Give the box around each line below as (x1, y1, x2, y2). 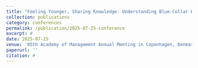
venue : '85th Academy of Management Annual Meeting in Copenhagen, (6, 42, 176, 48)
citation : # (6, 53, 35, 59)
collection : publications (6, 14, 70, 20)
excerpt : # (6, 31, 33, 37)
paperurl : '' (6, 47, 38, 53)
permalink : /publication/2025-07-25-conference (6, 25, 126, 31)
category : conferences (6, 20, 62, 25)
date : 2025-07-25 (6, 36, 49, 42)
